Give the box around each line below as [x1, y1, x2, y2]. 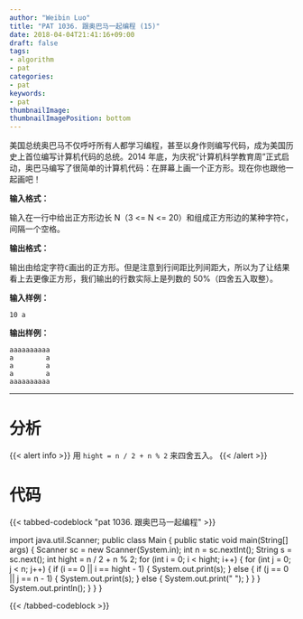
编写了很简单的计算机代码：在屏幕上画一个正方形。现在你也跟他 [48, 163, 286, 174]
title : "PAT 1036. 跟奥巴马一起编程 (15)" [9, 22, 161, 31]
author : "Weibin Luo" [9, 13, 91, 23]
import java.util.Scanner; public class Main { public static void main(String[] [9, 535, 289, 545]
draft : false [9, 38, 59, 48]
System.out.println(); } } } [9, 583, 103, 593]
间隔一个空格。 [9, 223, 65, 235]
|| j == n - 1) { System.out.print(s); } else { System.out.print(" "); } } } [9, 573, 262, 584]
